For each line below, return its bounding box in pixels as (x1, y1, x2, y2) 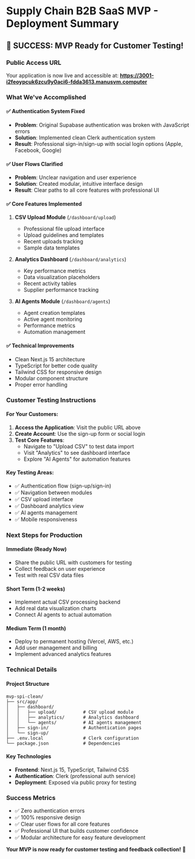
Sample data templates (23, 244, 80, 251)
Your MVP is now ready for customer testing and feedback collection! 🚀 (6, 846, 186, 853)
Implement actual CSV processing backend (14, 598, 120, 605)
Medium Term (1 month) (6, 624, 66, 632)
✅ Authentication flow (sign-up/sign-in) (14, 482, 111, 489)
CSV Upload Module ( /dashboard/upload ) (14, 214, 117, 221)
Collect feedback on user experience (14, 566, 106, 573)
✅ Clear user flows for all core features (14, 820, 110, 828)
